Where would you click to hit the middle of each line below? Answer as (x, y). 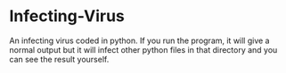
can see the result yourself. (59, 59)
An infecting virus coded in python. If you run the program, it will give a (139, 40)
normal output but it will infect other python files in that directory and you (143, 49)
